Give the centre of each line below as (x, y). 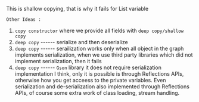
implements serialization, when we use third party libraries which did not (104, 55)
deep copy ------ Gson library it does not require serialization (88, 67)
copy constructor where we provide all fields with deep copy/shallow (99, 30)
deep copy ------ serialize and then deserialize (71, 42)
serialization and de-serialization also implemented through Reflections (102, 86)
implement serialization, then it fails (58, 61)
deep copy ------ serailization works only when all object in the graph (99, 48)
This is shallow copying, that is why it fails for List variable (77, 9)
